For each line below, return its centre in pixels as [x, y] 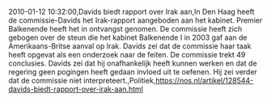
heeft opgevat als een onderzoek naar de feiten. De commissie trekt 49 [127, 55]
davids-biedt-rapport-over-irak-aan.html [76, 89]
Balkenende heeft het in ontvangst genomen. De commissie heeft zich [125, 29]
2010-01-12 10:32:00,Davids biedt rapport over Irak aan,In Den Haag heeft [131, 12]
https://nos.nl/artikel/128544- [204, 81]
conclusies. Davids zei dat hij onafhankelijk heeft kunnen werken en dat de [133, 63]
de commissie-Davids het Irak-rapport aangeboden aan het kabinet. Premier [135, 20]
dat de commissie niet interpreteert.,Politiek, [82, 81]
